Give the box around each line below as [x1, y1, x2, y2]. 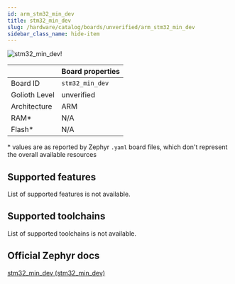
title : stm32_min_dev [7, 17, 72, 24]
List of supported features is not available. [7, 190, 131, 199]
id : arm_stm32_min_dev [7, 10, 75, 18]
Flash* [11, 125, 34, 135]
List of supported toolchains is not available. [7, 229, 137, 238]
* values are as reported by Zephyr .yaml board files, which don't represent [7, 143, 228, 151]
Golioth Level [11, 90, 55, 100]
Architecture [11, 102, 53, 111]
